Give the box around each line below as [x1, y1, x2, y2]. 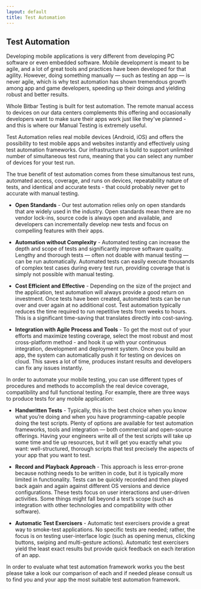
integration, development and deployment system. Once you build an [14, 345, 186, 353]
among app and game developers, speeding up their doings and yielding [6, 85, 186, 92]
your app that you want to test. [14, 452, 91, 459]
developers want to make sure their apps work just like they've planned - [6, 116, 187, 123]
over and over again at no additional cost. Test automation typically [14, 301, 181, 309]
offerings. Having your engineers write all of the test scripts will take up [14, 433, 192, 440]
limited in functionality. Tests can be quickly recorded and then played [14, 476, 189, 483]
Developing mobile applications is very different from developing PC [6, 52, 175, 60]
